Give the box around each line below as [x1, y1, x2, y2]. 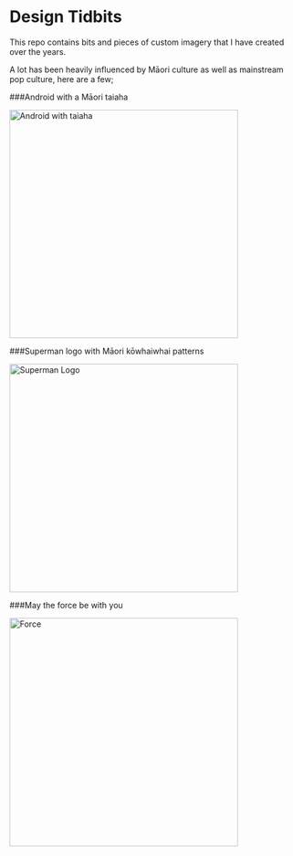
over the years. [9, 46, 67, 57]
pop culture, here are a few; [9, 73, 114, 84]
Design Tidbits [9, 6, 122, 27]
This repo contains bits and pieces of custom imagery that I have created [9, 37, 285, 48]
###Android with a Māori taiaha [9, 91, 129, 102]
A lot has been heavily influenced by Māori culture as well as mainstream [9, 64, 285, 75]
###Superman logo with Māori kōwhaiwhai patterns [9, 345, 204, 356]
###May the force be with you [9, 599, 123, 610]
